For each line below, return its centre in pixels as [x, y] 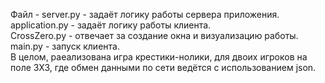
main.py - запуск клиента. [65, 46]
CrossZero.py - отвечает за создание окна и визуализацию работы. [154, 35]
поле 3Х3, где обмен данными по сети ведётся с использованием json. [163, 67]
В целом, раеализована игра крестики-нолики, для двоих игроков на [159, 57]
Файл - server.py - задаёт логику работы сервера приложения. [145, 14]
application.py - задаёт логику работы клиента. [111, 25]
